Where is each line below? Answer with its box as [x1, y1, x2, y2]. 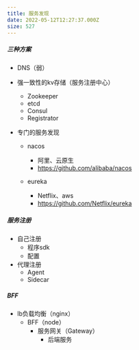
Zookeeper [27, 92, 58, 101]
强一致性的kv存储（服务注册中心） [16, 79, 114, 87]
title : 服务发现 [7, 10, 49, 17]
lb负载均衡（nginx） [16, 309, 74, 318]
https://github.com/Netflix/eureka [37, 199, 132, 207]
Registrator [27, 114, 59, 123]
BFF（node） [27, 318, 65, 327]
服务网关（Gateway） [37, 327, 99, 335]
